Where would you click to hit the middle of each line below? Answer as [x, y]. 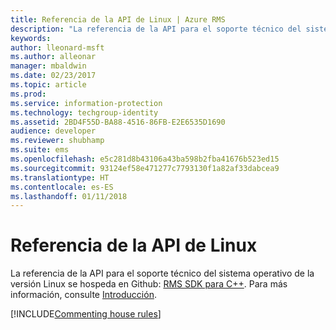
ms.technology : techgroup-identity [84, 112]
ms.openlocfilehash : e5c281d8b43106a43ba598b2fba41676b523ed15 [145, 159]
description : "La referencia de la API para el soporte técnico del [156, 29]
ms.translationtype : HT [60, 177]
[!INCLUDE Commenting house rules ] [86, 314]
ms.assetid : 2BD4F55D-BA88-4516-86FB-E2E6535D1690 [118, 122]
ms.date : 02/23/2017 [53, 76]
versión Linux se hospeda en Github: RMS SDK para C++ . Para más [149, 284]
